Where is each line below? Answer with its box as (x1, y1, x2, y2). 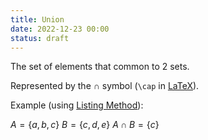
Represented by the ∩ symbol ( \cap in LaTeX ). (10, 80, 200, 92)
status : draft (10, 33, 70, 43)
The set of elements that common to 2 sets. (10, 61, 190, 73)
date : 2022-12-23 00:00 (10, 24, 110, 34)
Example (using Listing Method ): (10, 99, 144, 111)
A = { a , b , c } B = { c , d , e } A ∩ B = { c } (10, 119, 160, 131)
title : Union (10, 14, 65, 25)
